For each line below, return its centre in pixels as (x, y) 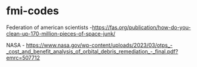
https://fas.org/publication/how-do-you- (141, 27)
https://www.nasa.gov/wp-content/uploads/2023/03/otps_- (99, 45)
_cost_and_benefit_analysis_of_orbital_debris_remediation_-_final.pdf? (92, 51)
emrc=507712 (23, 58)
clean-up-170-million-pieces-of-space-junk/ (61, 33)
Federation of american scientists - (49, 27)
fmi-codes (33, 11)
